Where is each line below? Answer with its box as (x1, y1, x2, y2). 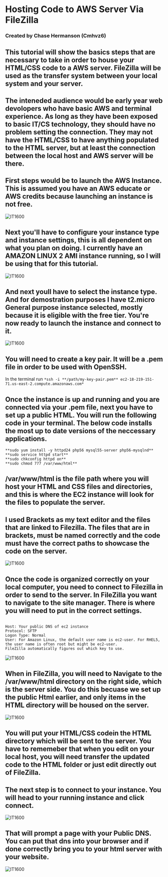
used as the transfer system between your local (5, 72, 158, 80)
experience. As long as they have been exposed (5, 112, 158, 120)
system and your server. (5, 79, 83, 88)
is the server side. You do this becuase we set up (5, 685, 161, 694)
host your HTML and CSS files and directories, (5, 483, 153, 491)
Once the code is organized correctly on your (5, 575, 149, 583)
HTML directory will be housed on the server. (5, 701, 149, 710)
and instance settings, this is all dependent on (5, 236, 152, 245)
